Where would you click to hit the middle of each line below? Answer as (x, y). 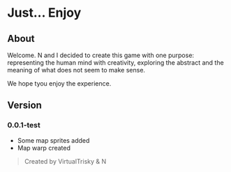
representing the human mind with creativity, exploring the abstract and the (116, 63)
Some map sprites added (53, 140)
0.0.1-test (24, 125)
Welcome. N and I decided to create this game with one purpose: (100, 55)
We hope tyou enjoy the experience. (59, 84)
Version (24, 105)
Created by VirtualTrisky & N (65, 161)
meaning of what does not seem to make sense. (76, 70)
